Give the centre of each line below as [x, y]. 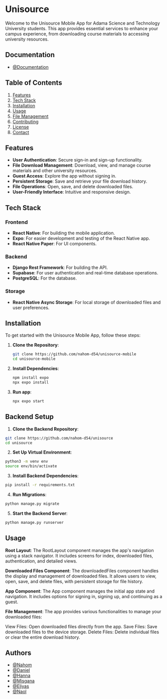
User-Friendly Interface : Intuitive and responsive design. [72, 192]
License [21, 127]
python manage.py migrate [32, 504]
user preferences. [31, 308]
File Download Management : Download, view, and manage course [82, 165]
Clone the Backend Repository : [45, 429]
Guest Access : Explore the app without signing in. [64, 176]
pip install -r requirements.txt [40, 485]
